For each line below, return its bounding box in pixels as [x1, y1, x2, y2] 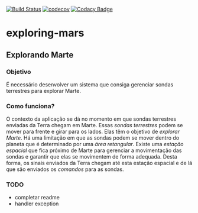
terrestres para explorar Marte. [6, 87, 82, 94]
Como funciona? [6, 102, 55, 110]
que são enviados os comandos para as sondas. [6, 166, 124, 173]
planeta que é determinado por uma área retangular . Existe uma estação [6, 141, 184, 148]
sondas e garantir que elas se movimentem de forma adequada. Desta [6, 153, 177, 160]
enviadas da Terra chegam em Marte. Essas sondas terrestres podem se [6, 122, 183, 129]
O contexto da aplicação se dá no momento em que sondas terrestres [6, 115, 176, 122]
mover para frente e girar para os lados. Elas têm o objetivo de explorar [6, 128, 180, 135]
